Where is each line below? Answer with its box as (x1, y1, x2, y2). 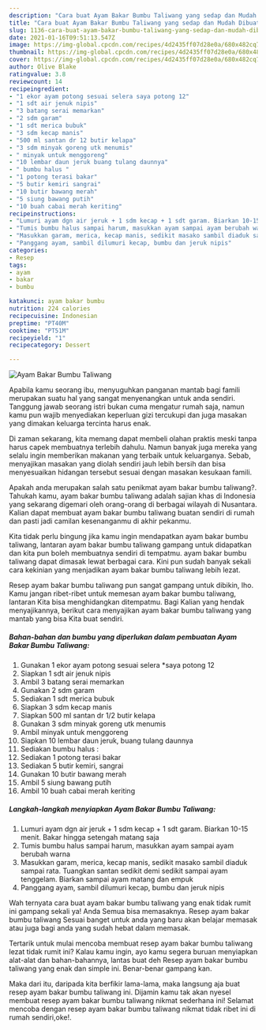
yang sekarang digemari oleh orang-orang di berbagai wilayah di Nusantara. (9, 500, 257, 509)
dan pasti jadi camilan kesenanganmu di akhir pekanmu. (9, 516, 192, 526)
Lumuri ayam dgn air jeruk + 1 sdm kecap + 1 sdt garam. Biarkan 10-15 (20, 824, 249, 833)
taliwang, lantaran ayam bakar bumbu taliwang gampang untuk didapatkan (9, 540, 252, 549)
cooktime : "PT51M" (9, 327, 69, 335)
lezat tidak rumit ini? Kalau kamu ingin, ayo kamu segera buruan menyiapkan (9, 947, 258, 957)
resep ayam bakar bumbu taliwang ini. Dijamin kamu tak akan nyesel (9, 987, 231, 997)
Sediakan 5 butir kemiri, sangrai (20, 761, 124, 770)
